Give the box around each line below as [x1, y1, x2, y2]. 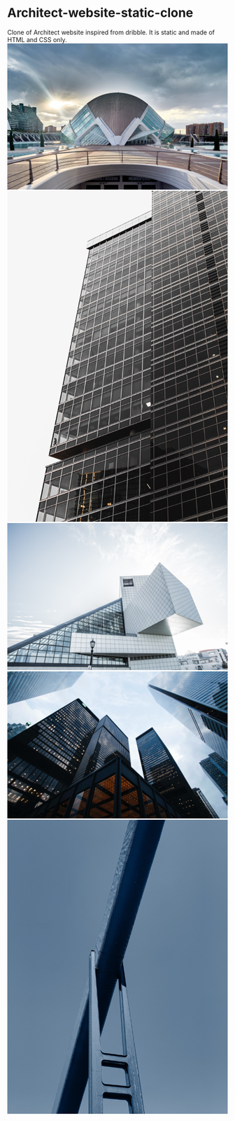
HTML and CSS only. [7, 35, 68, 43]
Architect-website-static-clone [7, 5, 194, 21]
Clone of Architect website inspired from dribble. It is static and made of [7, 28, 215, 36]
